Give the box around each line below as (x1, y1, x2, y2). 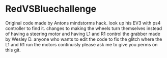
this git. (5, 47, 21, 53)
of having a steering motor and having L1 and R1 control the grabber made (5, 31, 160, 37)
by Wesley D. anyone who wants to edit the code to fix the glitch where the (5, 36, 162, 42)
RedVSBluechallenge (5, 3, 97, 15)
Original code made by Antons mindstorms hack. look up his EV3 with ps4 (5, 20, 161, 26)
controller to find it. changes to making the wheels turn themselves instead (5, 25, 162, 31)
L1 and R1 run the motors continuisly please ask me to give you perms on (5, 41, 158, 47)
